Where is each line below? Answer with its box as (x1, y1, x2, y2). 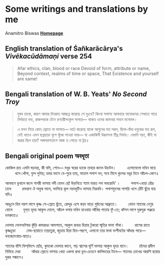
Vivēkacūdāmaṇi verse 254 (5, 52, 93, 61)
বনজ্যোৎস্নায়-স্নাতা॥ (5, 233, 32, 239)
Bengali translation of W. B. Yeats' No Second (5, 90, 147, 99)
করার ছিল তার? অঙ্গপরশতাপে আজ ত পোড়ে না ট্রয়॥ (17, 137, 90, 143)
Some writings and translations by (5, 3, 148, 15)
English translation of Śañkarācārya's (5, 44, 123, 53)
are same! (17, 75, 38, 82)
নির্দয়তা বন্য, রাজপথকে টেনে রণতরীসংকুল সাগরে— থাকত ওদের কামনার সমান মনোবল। (17, 116, 137, 122)
